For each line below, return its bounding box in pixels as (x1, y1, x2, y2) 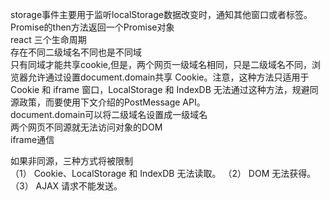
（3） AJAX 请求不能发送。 (10, 180, 123, 192)
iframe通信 (10, 134, 55, 145)
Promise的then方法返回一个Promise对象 (10, 21, 175, 33)
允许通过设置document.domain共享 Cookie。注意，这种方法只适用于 (27, 71, 310, 83)
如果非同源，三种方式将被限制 (10, 155, 133, 167)
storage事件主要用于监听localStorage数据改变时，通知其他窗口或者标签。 (10, 9, 313, 20)
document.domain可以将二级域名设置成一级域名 (10, 109, 208, 120)
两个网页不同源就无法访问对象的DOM (10, 121, 163, 133)
